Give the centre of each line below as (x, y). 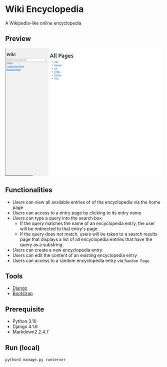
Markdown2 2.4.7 (30, 332)
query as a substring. (42, 244)
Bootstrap (22, 293)
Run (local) (22, 348)
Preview (18, 39)
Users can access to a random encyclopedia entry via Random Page (81, 260)
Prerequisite (25, 309)
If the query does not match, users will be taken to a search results (88, 234)
